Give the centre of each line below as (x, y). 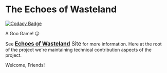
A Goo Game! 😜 (23, 33)
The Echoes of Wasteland (61, 9)
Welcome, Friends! (25, 65)
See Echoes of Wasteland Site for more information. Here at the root (83, 43)
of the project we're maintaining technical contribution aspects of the (78, 50)
